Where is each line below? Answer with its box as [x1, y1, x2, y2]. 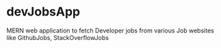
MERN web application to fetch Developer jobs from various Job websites [6, 26, 215, 34]
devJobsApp [6, 4, 80, 20]
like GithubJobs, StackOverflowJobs [6, 33, 109, 41]
